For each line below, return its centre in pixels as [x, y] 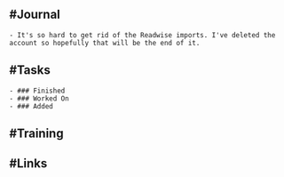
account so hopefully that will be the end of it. [105, 43]
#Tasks [30, 70]
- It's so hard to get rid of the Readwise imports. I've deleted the [142, 35]
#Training [36, 134]
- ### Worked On [39, 98]
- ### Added [31, 106]
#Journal [35, 15]
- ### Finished [37, 91]
